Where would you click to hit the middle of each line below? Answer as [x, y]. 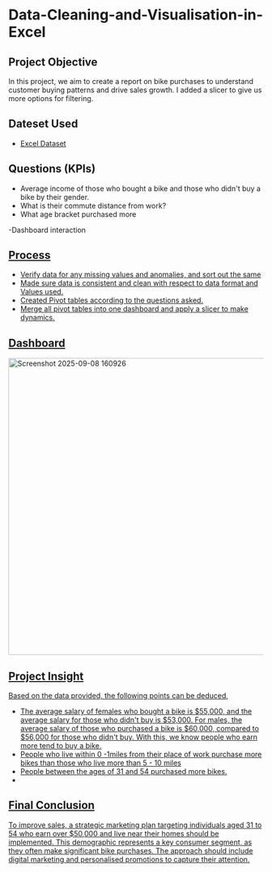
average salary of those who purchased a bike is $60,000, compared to [139, 729]
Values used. [42, 292]
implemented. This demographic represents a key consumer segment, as [130, 842]
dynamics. [37, 318]
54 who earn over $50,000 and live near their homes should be [114, 833]
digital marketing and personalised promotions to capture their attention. [129, 859]
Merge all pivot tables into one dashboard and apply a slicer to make [134, 309]
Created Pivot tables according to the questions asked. [112, 300]
